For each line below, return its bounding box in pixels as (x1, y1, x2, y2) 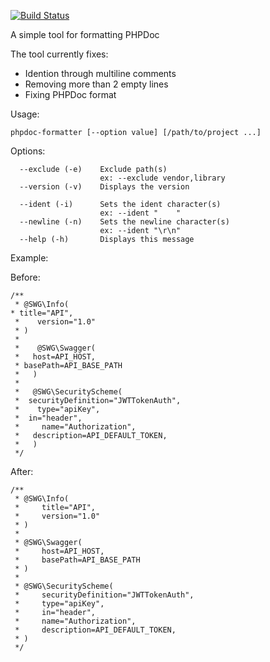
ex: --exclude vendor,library (99, 173, 226, 183)
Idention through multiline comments (24, 68, 177, 79)
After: (10, 466, 34, 477)
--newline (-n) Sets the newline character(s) (19, 217, 230, 227)
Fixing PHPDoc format (24, 89, 117, 100)
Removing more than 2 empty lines (24, 78, 169, 90)
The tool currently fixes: (10, 48, 109, 60)
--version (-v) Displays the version (19, 182, 190, 192)
